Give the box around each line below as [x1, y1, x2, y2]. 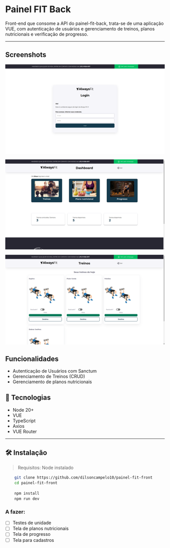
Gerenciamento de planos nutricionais [12, 379, 92, 385]
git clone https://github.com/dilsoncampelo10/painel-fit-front [14, 475, 153, 480]
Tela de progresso [12, 531, 51, 537]
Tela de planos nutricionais [12, 526, 69, 532]
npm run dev [14, 496, 39, 501]
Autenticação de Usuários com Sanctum [12, 368, 97, 374]
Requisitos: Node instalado [17, 464, 74, 470]
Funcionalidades [5, 354, 59, 363]
